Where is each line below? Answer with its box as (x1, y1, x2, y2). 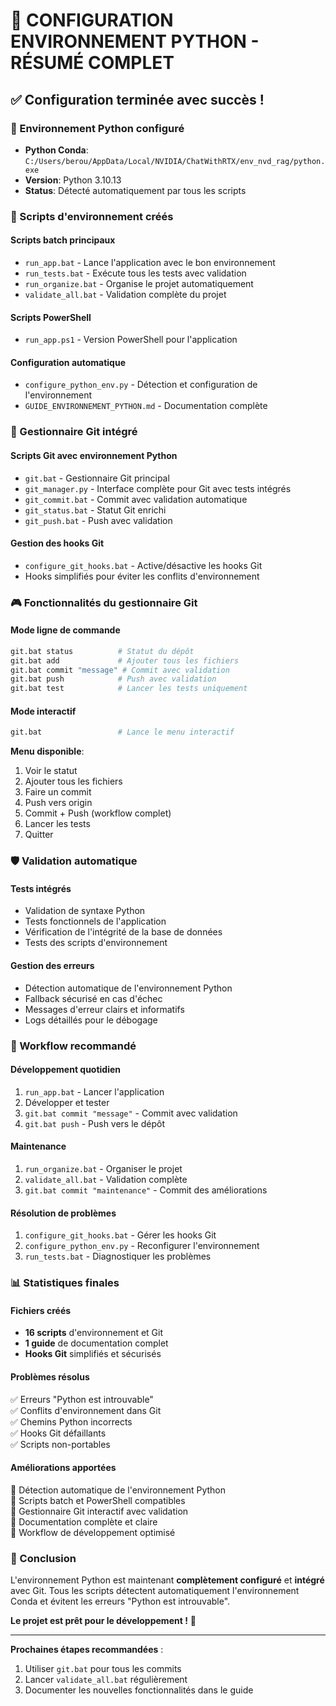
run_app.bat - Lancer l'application (24, 1085, 165, 1098)
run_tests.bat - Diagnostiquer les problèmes (24, 1250, 212, 1263)
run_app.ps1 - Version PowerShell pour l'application (24, 334, 238, 346)
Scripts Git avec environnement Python (10, 449, 178, 461)
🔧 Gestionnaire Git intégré (10, 425, 138, 439)
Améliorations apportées (10, 1462, 117, 1474)
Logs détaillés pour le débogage (24, 1014, 158, 1026)
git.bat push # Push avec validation (10, 674, 217, 684)
